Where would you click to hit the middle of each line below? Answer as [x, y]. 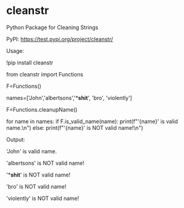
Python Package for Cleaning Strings [52, 27]
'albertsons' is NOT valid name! [45, 163]
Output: [16, 139]
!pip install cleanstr [30, 62]
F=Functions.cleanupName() [42, 109]
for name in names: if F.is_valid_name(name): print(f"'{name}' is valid [92, 121]
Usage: [15, 51]
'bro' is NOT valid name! [36, 186]
